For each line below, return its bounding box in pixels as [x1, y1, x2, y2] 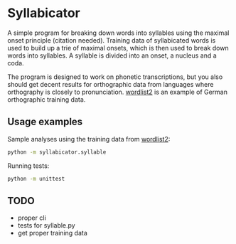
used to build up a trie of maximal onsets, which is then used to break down [7, 43, 229, 52]
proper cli [17, 213, 46, 222]
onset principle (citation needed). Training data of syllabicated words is [7, 36, 216, 44]
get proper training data [17, 229, 87, 238]
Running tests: [7, 161, 50, 170]
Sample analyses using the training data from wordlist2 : [7, 134, 171, 143]
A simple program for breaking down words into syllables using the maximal [7, 28, 230, 37]
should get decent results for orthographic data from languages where [7, 80, 214, 88]
